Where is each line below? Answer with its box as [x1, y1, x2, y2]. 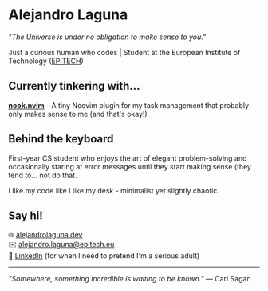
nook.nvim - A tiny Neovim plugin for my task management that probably [8, 100, 250, 110]
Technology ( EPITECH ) [8, 56, 84, 66]
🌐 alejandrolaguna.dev [8, 230, 83, 240]
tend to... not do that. [8, 170, 77, 180]
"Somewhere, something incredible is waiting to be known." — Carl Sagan [8, 274, 251, 284]
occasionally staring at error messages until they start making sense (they [8, 161, 251, 171]
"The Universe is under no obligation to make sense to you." [8, 32, 207, 42]
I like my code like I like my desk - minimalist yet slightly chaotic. [8, 185, 219, 195]
